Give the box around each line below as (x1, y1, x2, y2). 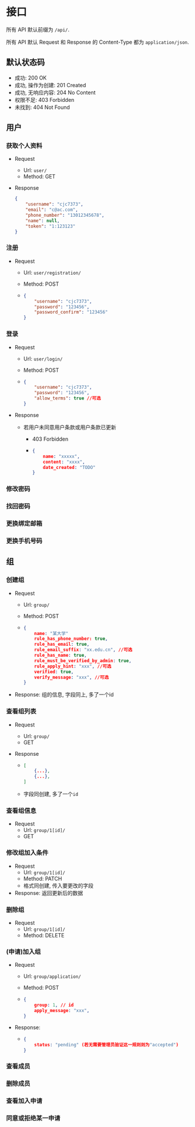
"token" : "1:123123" (25, 223, 76, 229)
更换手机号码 (6, 537, 43, 545)
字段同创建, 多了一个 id (23, 791, 78, 798)
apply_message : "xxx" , (34, 1008, 90, 1014)
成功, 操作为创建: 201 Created (14, 81, 86, 88)
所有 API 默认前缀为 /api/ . (6, 26, 70, 33)
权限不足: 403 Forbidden (14, 96, 75, 103)
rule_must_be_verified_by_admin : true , (34, 657, 132, 663)
